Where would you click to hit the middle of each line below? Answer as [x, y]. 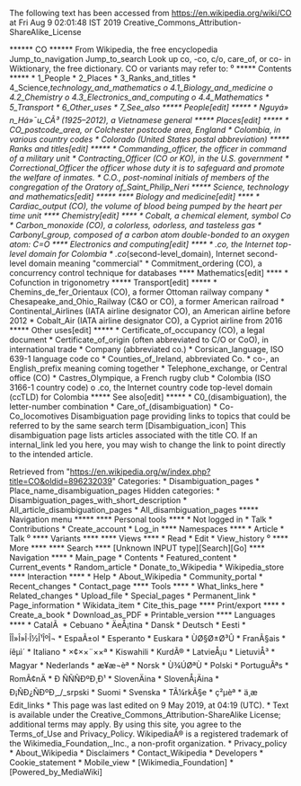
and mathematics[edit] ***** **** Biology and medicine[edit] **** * [135, 196]
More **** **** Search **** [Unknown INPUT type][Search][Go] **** [137, 548]
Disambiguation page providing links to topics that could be [181, 416]
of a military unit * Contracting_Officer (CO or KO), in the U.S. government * [149, 158]
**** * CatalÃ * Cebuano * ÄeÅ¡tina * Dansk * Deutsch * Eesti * [128, 625]
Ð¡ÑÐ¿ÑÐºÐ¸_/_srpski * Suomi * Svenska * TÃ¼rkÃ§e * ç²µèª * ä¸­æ [133, 692]
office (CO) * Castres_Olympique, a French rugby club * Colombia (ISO [140, 378]
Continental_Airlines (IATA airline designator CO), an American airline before [150, 311]
